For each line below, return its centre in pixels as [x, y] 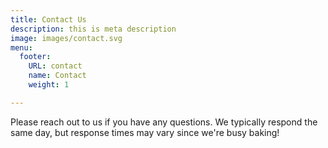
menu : [21, 47]
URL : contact [55, 66]
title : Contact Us [48, 19]
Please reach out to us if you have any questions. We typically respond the [164, 122]
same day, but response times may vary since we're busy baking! [145, 132]
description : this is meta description [93, 29]
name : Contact [57, 76]
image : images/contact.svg [66, 38]
